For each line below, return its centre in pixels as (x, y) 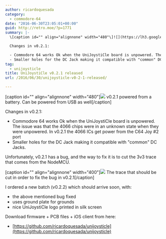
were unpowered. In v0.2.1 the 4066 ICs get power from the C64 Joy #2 (85, 132)
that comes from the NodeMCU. (38, 162)
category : (15, 14)
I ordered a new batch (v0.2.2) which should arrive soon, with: (68, 187)
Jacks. (19, 147)
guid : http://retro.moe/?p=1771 (38, 28)
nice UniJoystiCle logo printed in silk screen (57, 207)
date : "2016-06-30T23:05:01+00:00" (42, 23)
